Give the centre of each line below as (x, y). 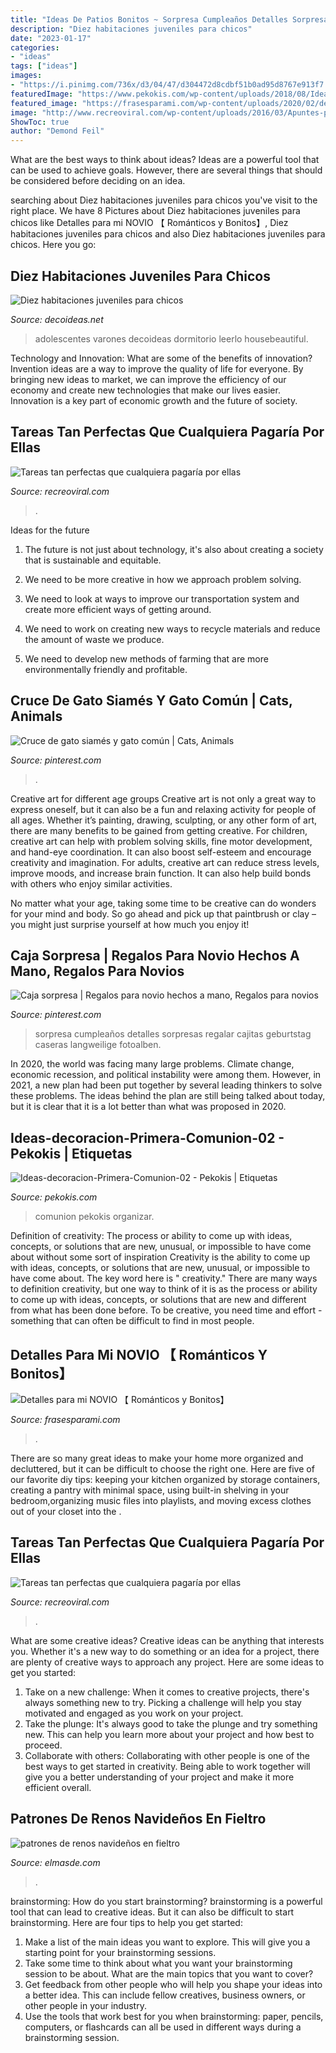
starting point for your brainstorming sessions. (120, 1952)
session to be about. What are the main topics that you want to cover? (169, 1973)
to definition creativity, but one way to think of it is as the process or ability (164, 1289)
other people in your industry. (85, 2005)
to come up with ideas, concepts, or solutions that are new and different (158, 1300)
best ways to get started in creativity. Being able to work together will (167, 1766)
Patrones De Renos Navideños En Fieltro (138, 1819)
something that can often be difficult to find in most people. (132, 1321)
